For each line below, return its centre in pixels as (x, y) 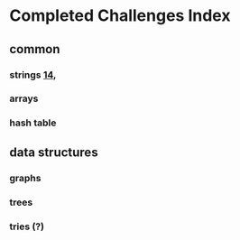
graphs (25, 178)
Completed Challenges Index (120, 16)
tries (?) (27, 226)
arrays (24, 98)
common (35, 49)
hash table (33, 123)
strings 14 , (33, 75)
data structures (54, 152)
